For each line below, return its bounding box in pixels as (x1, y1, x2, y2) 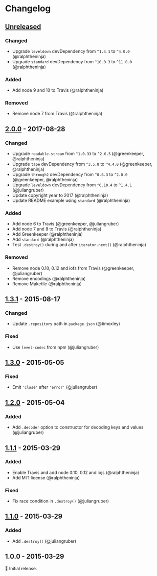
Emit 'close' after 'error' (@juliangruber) (12, 384, 98, 390)
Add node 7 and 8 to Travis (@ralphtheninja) (12, 226, 102, 232)
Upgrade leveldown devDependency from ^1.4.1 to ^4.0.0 (12, 48, 130, 54)
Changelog (5, 3, 51, 14)
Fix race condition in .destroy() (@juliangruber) (12, 498, 109, 504)
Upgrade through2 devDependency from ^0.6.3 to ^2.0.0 (12, 172, 128, 177)
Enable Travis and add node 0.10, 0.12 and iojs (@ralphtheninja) (12, 469, 139, 476)
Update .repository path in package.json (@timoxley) (12, 321, 121, 326)
